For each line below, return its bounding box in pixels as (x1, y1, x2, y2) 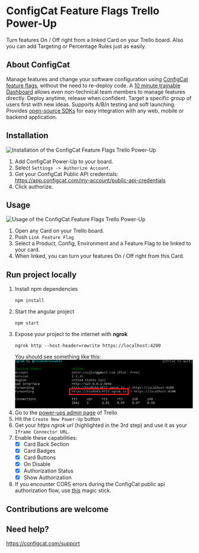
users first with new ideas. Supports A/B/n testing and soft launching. (6, 101, 176, 108)
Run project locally (6, 270, 77, 280)
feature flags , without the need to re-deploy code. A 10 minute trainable (6, 82, 181, 89)
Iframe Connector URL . (14, 428, 70, 435)
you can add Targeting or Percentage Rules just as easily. (6, 43, 146, 50)
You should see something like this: (14, 353, 101, 360)
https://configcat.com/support (6, 540, 80, 547)
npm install (14, 298, 44, 303)
